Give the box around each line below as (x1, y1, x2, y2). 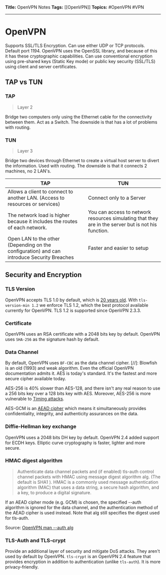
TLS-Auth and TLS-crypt (5, 537, 66, 544)
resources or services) (7, 200, 60, 207)
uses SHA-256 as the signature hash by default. (5, 336, 100, 342)
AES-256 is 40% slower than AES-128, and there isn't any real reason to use (5, 385, 161, 391)
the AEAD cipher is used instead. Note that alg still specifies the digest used (5, 510, 160, 516)
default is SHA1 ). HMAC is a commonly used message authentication (17, 479, 159, 485)
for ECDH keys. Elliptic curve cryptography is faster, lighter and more (5, 440, 146, 446)
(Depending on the (7, 241, 51, 248)
